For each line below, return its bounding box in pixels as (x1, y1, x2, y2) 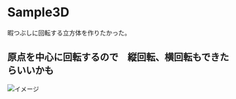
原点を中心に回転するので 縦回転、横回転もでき (7, 51, 221, 64)
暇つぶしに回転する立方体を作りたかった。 (7, 28, 131, 37)
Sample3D (7, 4, 70, 21)
